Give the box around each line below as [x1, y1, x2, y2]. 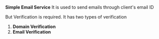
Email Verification [12, 29, 51, 34]
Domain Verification [12, 23, 56, 29]
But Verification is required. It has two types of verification [5, 14, 127, 19]
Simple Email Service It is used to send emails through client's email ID [5, 4, 154, 10]
